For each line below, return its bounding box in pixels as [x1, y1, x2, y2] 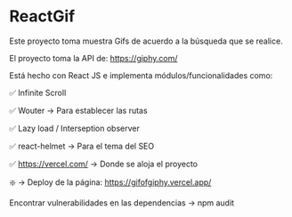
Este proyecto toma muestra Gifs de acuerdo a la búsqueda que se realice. [9, 36, 283, 46]
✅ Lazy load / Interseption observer [9, 123, 141, 133]
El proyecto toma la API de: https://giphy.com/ [9, 52, 178, 63]
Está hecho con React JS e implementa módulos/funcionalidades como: [9, 69, 273, 81]
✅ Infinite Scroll [9, 87, 67, 98]
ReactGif [9, 6, 76, 27]
